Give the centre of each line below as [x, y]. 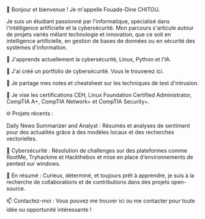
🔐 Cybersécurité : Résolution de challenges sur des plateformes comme [97, 151]
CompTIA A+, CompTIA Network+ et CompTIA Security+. [78, 102]
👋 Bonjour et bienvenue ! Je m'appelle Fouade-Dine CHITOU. [83, 10]
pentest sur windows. [34, 163]
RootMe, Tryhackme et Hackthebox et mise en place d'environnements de [100, 157]
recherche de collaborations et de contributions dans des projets [88, 182]
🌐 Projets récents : [30, 113]
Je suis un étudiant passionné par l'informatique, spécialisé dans [88, 21]
